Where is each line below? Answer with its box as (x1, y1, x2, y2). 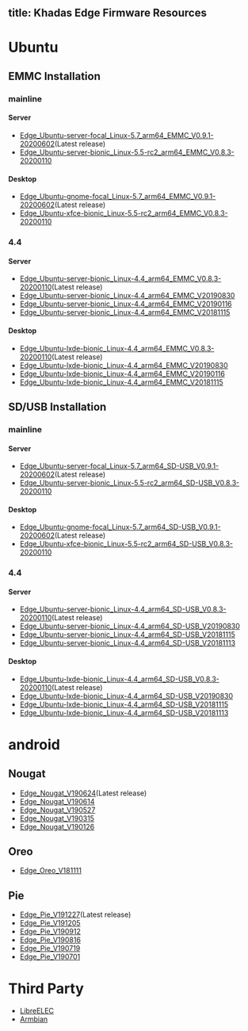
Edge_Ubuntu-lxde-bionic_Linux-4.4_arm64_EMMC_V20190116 (19, 369, 226, 378)
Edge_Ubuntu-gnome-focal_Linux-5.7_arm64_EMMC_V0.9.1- (19, 192, 216, 201)
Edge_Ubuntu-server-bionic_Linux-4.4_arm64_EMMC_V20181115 (19, 308, 231, 317)
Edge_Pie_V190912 (19, 927, 81, 937)
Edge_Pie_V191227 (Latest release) (19, 910, 132, 919)
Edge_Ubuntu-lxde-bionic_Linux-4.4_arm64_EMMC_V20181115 (19, 377, 223, 387)
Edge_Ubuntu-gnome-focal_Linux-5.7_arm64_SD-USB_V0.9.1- (19, 523, 221, 532)
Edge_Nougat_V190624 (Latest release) (19, 788, 147, 798)
